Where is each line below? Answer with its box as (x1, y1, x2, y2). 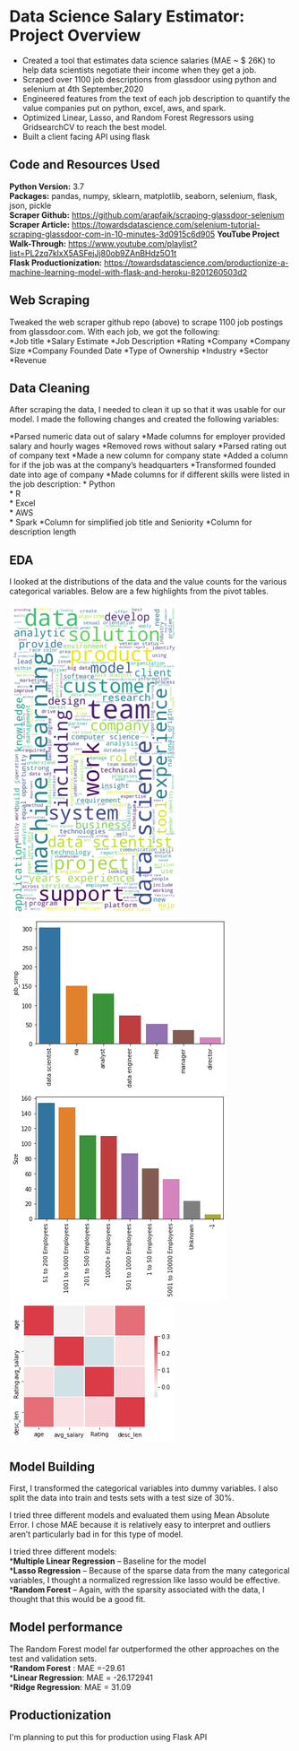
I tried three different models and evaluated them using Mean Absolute (9, 1510, 270, 1521)
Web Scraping (9, 293, 90, 308)
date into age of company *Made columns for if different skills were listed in (9, 469, 291, 481)
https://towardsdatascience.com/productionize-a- (104, 257, 289, 268)
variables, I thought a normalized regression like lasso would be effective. (9, 1575, 280, 1585)
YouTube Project (217, 229, 280, 239)
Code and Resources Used (9, 157, 160, 172)
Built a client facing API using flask (21, 131, 150, 142)
